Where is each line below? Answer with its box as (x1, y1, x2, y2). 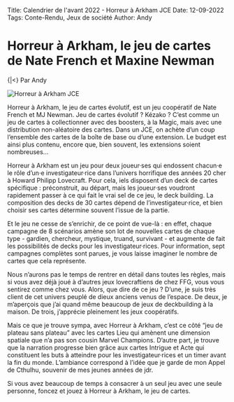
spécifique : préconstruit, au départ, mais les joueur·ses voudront (7, 183, 196, 192)
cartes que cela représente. (7, 256, 87, 265)
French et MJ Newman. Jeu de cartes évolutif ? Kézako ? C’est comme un (7, 110, 220, 118)
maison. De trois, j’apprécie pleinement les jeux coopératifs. (7, 307, 180, 316)
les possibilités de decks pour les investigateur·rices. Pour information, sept (7, 242, 225, 250)
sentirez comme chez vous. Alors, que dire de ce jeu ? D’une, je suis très (7, 285, 217, 293)
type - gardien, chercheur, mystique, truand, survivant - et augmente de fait (7, 234, 226, 242)
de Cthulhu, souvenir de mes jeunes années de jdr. (7, 366, 154, 374)
